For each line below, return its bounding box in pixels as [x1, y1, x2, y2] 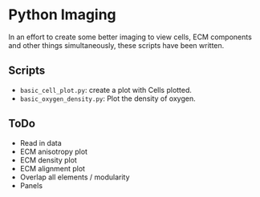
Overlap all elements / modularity [19, 172, 130, 182]
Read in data [19, 138, 62, 147]
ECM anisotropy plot [19, 147, 88, 156]
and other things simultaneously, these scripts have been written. [8, 40, 225, 50]
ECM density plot [19, 155, 78, 165]
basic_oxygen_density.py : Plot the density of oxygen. [19, 94, 196, 103]
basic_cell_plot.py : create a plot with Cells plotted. [19, 85, 193, 94]
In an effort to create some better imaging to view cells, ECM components [8, 32, 253, 42]
